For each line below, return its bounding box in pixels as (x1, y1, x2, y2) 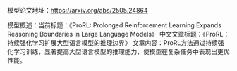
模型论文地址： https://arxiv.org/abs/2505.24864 (7, 6, 148, 14)
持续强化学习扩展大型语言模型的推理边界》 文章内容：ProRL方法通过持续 (7, 39, 219, 47)
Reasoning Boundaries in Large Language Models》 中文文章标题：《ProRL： (7, 30, 230, 38)
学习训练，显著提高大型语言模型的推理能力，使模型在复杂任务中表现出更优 (13, 48, 230, 56)
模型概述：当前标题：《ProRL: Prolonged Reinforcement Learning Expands (7, 21, 222, 30)
